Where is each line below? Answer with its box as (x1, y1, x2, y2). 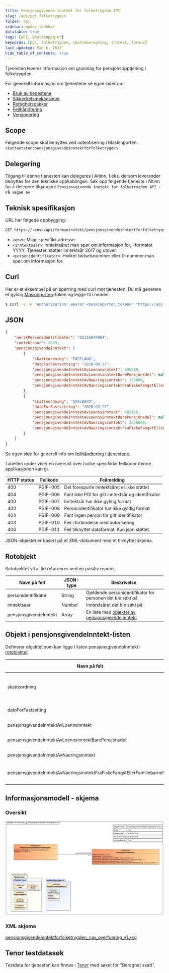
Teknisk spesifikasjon (5, 203, 75, 212)
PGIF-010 (38, 519, 60, 525)
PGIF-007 (38, 498, 60, 504)
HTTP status (7, 477, 34, 483)
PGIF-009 (38, 512, 60, 518)
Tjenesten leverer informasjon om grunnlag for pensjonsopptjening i (5, 65, 146, 71)
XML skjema (5, 923, 36, 930)
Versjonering (12, 112, 39, 118)
